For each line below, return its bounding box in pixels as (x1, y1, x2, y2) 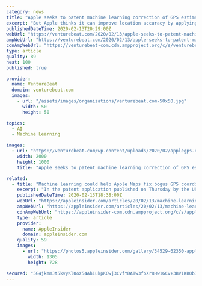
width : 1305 (28, 253, 58, 260)
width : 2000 (17, 154, 47, 160)
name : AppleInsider (22, 226, 71, 232)
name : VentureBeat (11, 81, 58, 87)
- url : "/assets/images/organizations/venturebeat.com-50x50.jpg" (17, 98, 187, 104)
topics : (6, 120, 26, 126)
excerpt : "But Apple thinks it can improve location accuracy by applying (6, 20, 198, 26)
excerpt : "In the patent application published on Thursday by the (17, 187, 189, 193)
